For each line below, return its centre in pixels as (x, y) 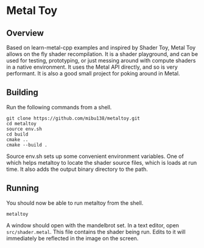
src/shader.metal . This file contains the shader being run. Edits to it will (96, 232)
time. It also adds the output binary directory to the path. (77, 169)
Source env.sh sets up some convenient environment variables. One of (95, 156)
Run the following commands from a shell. (59, 107)
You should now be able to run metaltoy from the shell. (75, 203)
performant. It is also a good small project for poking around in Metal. (93, 73)
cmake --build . (27, 145)
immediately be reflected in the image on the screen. (72, 238)
